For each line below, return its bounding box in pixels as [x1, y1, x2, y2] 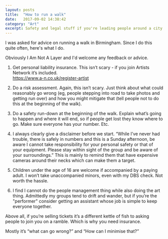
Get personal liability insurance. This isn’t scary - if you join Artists [12, 65, 149, 71]
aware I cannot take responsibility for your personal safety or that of [12, 141, 153, 148]
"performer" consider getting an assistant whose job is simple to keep [12, 198, 157, 204]
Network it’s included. [12, 70, 58, 76]
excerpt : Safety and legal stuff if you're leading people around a [5, 26, 151, 31]
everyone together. [12, 203, 52, 209]
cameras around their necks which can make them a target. [12, 157, 136, 163]
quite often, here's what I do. [5, 45, 65, 51]
